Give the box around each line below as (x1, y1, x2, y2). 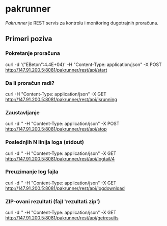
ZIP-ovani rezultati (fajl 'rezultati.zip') (5, 198, 100, 205)
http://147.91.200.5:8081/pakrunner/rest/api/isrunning (5, 96, 117, 102)
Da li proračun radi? (5, 79, 55, 86)
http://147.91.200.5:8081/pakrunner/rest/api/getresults (5, 215, 119, 221)
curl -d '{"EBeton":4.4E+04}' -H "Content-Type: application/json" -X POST (5, 61, 162, 68)
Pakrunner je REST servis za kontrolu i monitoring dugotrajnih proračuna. (5, 20, 159, 26)
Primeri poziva (5, 35, 52, 43)
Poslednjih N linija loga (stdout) (5, 139, 84, 146)
